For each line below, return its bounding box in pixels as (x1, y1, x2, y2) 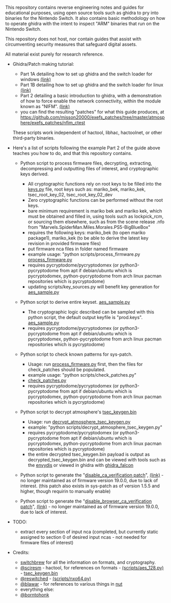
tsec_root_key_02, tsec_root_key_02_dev (27, 192, 113, 198)
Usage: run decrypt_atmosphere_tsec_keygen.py (27, 419, 131, 425)
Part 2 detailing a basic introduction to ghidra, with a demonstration (20, 93, 162, 98)
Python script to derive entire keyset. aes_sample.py (20, 299, 130, 305)
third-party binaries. (12, 135, 55, 141)
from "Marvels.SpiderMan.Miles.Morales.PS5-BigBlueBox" (27, 224, 151, 230)
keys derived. (20, 171, 49, 177)
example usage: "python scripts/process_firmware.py (27, 251, 140, 257)
